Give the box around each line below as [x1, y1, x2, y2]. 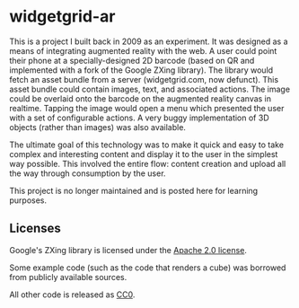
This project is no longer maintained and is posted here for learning [9, 185, 259, 196]
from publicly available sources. [9, 271, 128, 282]
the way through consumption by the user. [9, 168, 166, 179]
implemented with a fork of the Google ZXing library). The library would [9, 65, 274, 75]
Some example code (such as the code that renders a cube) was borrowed [9, 262, 286, 273]
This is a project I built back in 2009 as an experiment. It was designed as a [9, 36, 289, 47]
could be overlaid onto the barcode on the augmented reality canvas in [9, 92, 272, 104]
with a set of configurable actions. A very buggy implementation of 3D [9, 112, 269, 123]
